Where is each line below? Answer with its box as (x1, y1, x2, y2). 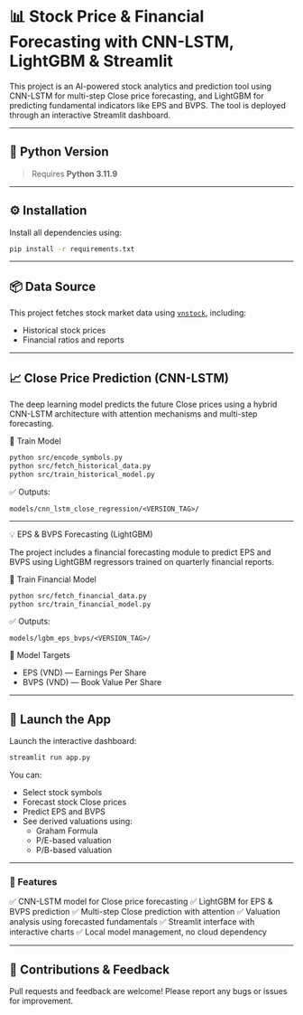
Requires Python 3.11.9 (31, 168, 118, 179)
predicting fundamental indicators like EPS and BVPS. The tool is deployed (9, 99, 286, 110)
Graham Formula (35, 825, 98, 836)
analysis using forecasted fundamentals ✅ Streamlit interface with (9, 916, 255, 927)
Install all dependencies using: (9, 227, 122, 238)
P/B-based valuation (35, 845, 113, 856)
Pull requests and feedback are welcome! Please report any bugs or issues (9, 986, 288, 997)
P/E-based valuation (35, 835, 112, 846)
